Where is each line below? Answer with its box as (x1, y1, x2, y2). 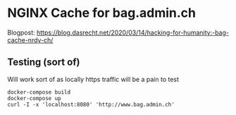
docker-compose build (7, 88, 71, 96)
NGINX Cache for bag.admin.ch (7, 5, 196, 21)
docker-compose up (7, 95, 61, 102)
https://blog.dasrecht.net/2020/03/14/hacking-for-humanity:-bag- (36, 28, 229, 37)
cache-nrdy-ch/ (7, 35, 54, 44)
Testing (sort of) (7, 56, 80, 68)
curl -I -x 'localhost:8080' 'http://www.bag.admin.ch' (7, 101, 175, 108)
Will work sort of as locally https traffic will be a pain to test (7, 75, 180, 83)
